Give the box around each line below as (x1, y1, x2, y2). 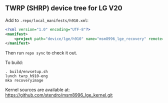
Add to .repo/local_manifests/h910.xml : (5, 17, 89, 23)
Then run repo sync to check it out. (5, 50, 77, 56)
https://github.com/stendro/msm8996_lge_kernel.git (5, 92, 113, 98)
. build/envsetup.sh (5, 69, 48, 74)
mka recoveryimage (5, 78, 43, 83)
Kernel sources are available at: (5, 87, 70, 93)
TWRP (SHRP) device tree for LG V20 (5, 4, 122, 12)
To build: (5, 59, 23, 65)
